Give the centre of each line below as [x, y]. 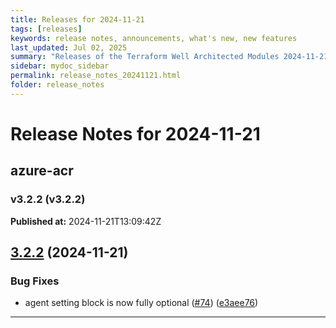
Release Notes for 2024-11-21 [135, 133]
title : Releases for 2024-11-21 [77, 19]
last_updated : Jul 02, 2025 [69, 47]
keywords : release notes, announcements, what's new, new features [154, 38]
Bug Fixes [35, 281]
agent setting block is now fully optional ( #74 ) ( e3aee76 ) [141, 303]
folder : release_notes [57, 85]
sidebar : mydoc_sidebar [60, 66]
